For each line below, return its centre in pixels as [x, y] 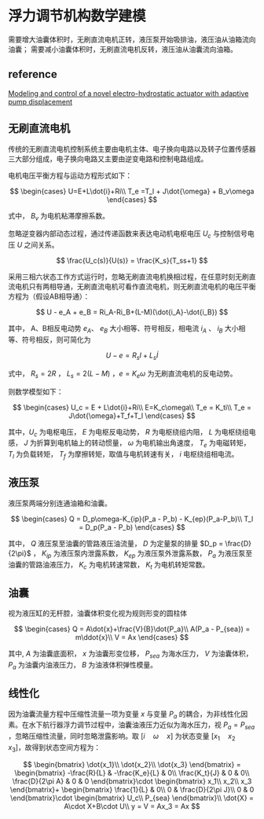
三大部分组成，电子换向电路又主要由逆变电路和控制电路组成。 [108, 159]
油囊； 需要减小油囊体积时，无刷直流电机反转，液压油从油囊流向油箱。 [123, 49]
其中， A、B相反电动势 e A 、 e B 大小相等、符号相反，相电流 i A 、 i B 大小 [123, 329]
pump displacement [40, 101]
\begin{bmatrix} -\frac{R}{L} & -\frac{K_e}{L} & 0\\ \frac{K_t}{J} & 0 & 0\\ [132, 773]
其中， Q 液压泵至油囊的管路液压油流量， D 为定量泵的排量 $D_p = [116, 543]
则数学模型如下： [36, 391]
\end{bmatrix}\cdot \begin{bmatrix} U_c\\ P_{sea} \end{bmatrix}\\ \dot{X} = [132, 798]
